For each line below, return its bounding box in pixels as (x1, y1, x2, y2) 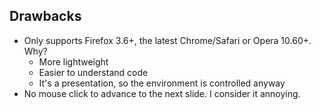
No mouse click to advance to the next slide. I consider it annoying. (23, 87, 301, 99)
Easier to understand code (38, 66, 149, 78)
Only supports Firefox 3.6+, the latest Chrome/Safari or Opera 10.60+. (23, 34, 312, 46)
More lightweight (38, 55, 109, 68)
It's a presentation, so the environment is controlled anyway (38, 77, 286, 89)
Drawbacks (9, 8, 82, 25)
